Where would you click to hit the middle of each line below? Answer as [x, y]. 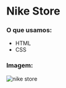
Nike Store [33, 11]
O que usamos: [29, 30]
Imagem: [20, 66]
